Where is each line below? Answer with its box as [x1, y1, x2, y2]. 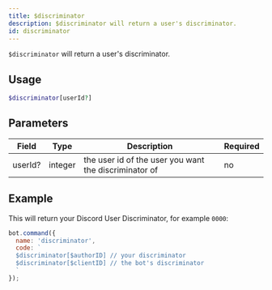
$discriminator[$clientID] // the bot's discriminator [15, 259, 205, 267]
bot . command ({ [8, 228, 57, 237]
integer [48, 159, 76, 170]
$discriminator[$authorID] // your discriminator [15, 252, 186, 260]
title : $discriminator [8, 11, 85, 20]
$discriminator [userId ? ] [8, 94, 92, 102]
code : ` [15, 244, 42, 252]
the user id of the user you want [83, 154, 205, 165]
